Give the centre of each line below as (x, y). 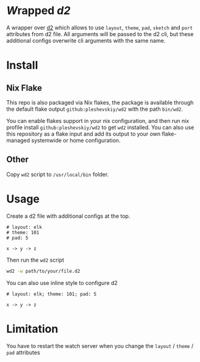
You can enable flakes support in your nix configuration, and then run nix (98, 120)
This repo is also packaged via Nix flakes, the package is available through (100, 102)
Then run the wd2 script (35, 260)
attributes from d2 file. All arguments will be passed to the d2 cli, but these (100, 34)
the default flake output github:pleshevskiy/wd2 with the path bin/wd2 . (95, 109)
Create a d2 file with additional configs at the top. (68, 216)
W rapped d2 (38, 11)
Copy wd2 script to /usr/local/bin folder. (58, 174)
